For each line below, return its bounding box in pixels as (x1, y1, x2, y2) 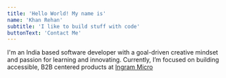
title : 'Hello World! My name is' (7, 10, 107, 17)
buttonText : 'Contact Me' (7, 29, 81, 37)
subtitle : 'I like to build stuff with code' (7, 23, 140, 30)
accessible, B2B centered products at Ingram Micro (7, 63, 154, 71)
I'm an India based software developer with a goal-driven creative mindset (7, 48, 218, 57)
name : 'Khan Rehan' (7, 17, 63, 23)
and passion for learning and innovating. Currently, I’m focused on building (7, 56, 219, 64)
